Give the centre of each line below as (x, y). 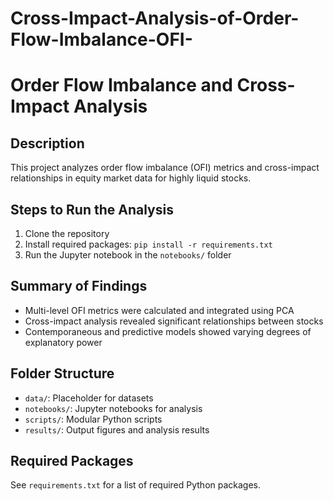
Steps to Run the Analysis (92, 209)
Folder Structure (62, 373)
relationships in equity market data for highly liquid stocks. (131, 178)
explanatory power (63, 342)
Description (47, 143)
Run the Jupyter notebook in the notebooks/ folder (128, 255)
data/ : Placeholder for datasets (89, 398)
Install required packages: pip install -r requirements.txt (148, 244)
